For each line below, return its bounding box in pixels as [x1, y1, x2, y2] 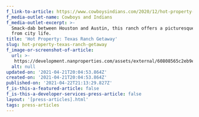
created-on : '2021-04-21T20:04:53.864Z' [6, 74, 108, 80]
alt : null [11, 63, 36, 70]
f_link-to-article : [6, 8, 54, 15]
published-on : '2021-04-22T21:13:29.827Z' [6, 80, 113, 86]
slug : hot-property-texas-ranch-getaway [6, 42, 108, 48]
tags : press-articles [6, 102, 60, 108]
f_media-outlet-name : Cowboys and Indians [6, 14, 113, 20]
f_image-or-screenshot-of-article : [6, 47, 94, 53]
